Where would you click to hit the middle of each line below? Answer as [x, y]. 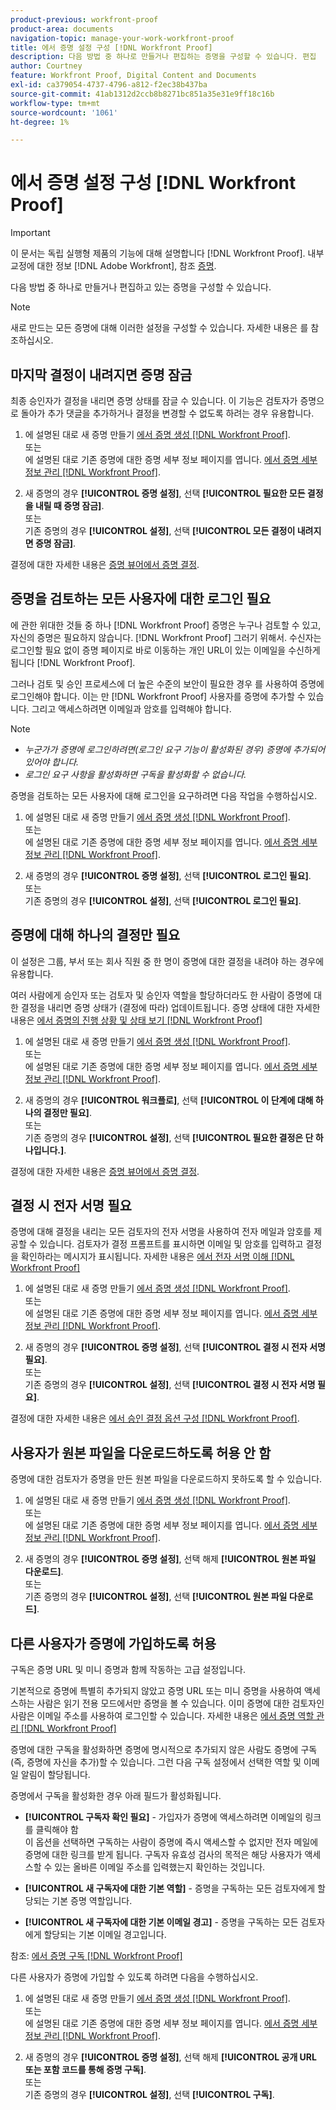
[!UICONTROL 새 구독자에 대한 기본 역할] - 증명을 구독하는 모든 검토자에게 [170, 1888]
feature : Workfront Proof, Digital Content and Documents [133, 76]
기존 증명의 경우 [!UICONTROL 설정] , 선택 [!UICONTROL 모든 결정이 [160, 530]
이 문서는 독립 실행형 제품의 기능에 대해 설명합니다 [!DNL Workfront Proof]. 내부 [167, 253]
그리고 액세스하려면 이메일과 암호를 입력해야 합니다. [131, 708]
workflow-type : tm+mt [55, 103]
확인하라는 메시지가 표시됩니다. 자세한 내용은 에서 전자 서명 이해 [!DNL [157, 1257]
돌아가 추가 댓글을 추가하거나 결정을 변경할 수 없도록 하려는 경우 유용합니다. [167, 413]
